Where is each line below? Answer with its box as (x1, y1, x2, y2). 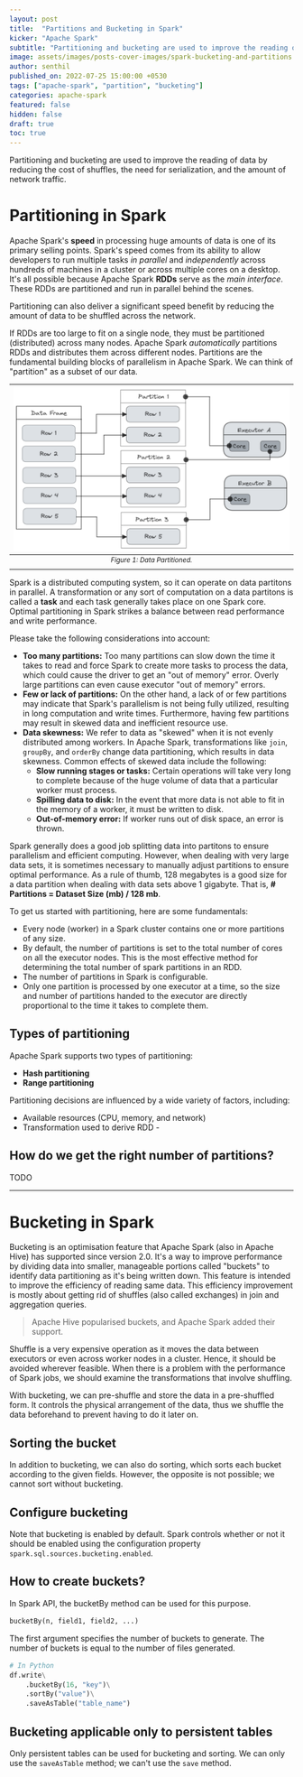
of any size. (22, 932, 66, 943)
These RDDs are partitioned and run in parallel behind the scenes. (9, 283, 254, 294)
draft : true (9, 119, 54, 128)
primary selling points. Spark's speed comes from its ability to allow (9, 245, 262, 256)
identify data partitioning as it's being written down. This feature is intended (9, 1271, 291, 1282)
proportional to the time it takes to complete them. (22, 1000, 209, 1011)
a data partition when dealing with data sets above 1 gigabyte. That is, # (9, 878, 277, 889)
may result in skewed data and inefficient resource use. (22, 717, 228, 728)
